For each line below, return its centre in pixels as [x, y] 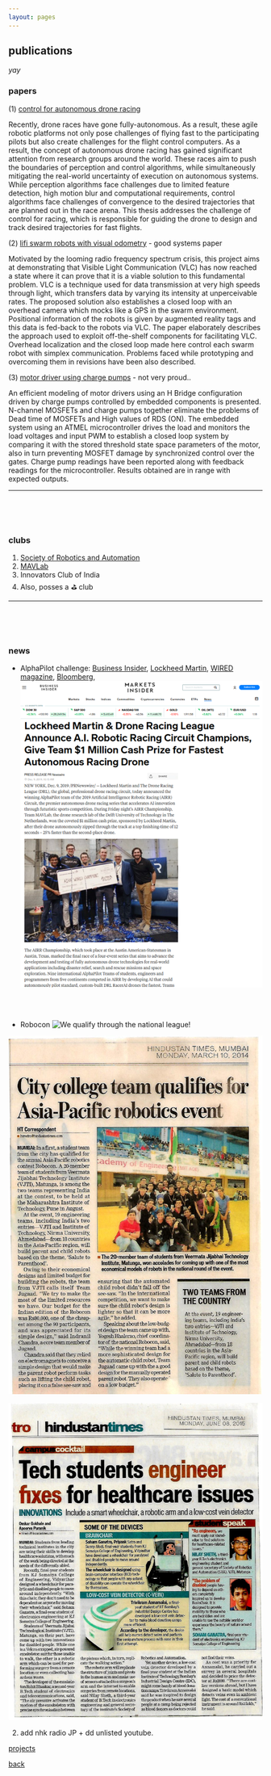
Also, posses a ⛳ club [56, 587]
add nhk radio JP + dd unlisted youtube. [87, 1733]
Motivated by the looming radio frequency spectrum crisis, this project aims [134, 258]
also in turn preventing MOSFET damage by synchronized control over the [131, 453]
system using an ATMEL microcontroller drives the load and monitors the [129, 427]
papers [23, 91]
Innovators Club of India [60, 575]
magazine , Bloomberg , [57, 677]
